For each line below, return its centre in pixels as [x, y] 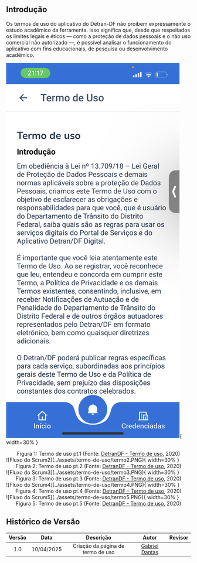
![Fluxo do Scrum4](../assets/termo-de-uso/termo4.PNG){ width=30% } [93, 484]
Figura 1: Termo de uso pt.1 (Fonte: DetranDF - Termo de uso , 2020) [98, 453]
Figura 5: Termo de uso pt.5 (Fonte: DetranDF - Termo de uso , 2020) [98, 503]
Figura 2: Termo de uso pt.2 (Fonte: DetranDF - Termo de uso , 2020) [98, 466]
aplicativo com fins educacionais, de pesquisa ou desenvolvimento [87, 49]
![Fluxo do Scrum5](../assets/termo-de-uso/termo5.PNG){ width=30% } [93, 497]
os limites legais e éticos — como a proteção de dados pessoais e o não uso [98, 36]
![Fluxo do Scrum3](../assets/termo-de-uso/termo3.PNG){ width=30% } [93, 472]
